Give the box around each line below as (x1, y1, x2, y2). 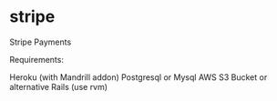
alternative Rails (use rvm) (9, 81, 108, 92)
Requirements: (9, 54, 64, 65)
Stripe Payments (9, 36, 72, 47)
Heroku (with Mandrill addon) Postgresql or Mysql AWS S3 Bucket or (9, 71, 268, 83)
